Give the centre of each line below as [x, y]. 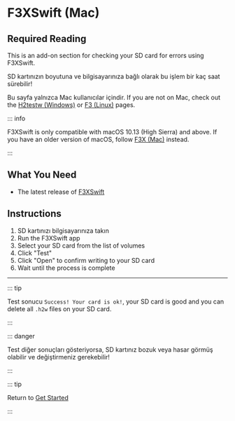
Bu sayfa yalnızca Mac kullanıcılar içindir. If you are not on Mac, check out [114, 97]
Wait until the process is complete [66, 268]
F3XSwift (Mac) [54, 13]
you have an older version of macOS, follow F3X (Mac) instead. [98, 139]
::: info [16, 118]
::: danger [21, 336]
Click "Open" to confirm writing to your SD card [86, 260]
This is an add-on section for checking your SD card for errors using [106, 55]
